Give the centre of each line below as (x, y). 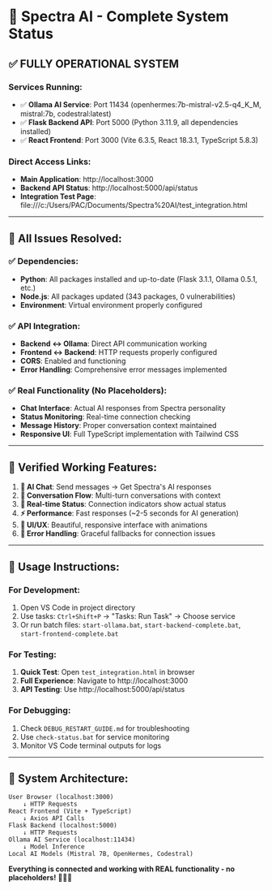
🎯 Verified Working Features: (83, 467)
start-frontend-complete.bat (69, 634)
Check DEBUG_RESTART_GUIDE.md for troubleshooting (105, 728)
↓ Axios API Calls (54, 819)
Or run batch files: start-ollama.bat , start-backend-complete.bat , (130, 624)
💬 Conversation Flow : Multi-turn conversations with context (120, 495)
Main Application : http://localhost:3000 (87, 179)
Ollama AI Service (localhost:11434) (72, 840)
